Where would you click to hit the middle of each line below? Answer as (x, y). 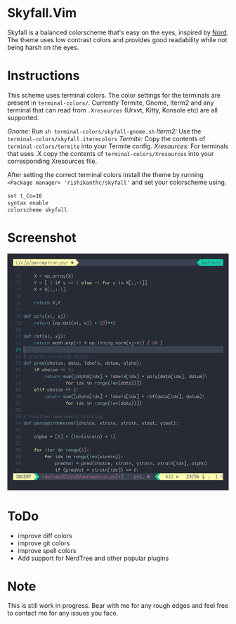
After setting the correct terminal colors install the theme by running (105, 174)
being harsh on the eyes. (43, 47)
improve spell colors (47, 550)
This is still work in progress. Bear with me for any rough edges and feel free (118, 606)
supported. (23, 117)
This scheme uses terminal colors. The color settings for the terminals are (114, 95)
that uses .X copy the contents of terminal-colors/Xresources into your (111, 153)
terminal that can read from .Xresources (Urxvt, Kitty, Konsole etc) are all (112, 110)
